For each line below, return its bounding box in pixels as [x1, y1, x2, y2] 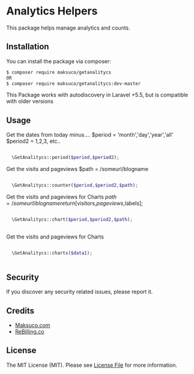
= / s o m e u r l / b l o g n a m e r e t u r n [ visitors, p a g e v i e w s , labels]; [6, 199, 143, 207]
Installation [6, 42, 49, 52]
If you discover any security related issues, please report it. [6, 288, 153, 296]
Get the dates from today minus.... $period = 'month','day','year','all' [6, 131, 174, 139]
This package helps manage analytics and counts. [6, 24, 130, 31]
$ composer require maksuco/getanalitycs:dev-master [6, 80, 141, 87]
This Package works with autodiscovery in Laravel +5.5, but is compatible [6, 92, 189, 99]
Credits [6, 305, 35, 316]
